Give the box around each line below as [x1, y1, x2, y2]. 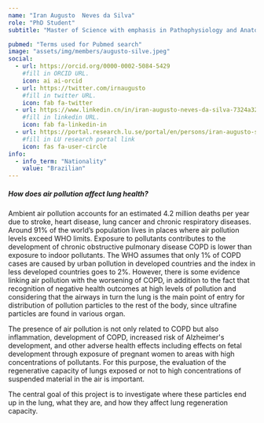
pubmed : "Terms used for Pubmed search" [8, 40, 143, 48]
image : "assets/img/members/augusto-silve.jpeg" [8, 48, 170, 56]
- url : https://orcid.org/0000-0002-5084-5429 [15, 62, 170, 71]
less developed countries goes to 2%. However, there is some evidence [8, 267, 240, 277]
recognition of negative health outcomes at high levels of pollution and [8, 284, 236, 293]
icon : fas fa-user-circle [22, 142, 108, 150]
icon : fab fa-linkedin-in [22, 121, 108, 129]
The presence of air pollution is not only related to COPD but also [8, 324, 219, 334]
